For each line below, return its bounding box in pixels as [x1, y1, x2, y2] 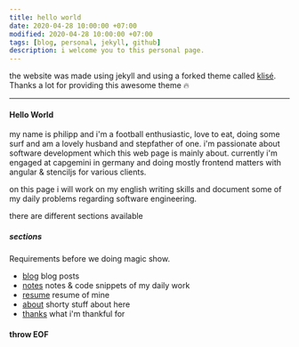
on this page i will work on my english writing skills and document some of [9, 184, 282, 195]
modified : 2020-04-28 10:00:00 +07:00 [9, 29, 153, 38]
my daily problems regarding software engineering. [9, 193, 198, 205]
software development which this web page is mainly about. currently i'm [9, 148, 278, 158]
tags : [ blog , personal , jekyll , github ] [9, 37, 162, 47]
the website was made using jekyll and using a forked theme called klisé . [9, 70, 277, 81]
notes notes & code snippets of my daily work [21, 280, 190, 291]
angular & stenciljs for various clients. [9, 166, 147, 178]
